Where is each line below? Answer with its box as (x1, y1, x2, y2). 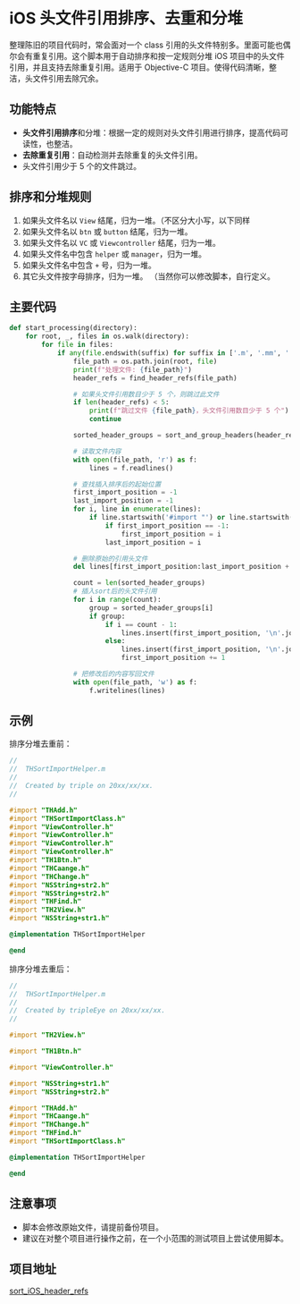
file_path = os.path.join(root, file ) (72, 357, 218, 366)
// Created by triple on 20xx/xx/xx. (9, 782, 154, 791)
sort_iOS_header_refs (9, 1285, 89, 1297)
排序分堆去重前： (9, 739, 72, 749)
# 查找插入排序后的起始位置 (72, 479, 162, 488)
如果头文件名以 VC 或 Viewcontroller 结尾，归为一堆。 (21, 237, 221, 248)
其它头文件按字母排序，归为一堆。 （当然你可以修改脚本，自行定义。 (21, 270, 275, 282)
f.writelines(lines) (88, 686, 166, 695)
